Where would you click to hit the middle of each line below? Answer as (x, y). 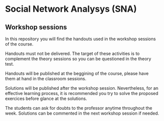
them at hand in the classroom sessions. (46, 79)
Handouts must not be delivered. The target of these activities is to (72, 53)
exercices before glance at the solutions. (46, 98)
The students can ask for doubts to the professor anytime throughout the (79, 108)
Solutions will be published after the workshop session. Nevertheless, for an (82, 88)
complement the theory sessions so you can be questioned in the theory (78, 59)
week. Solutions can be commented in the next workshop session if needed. (82, 113)
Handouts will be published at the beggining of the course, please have (77, 73)
